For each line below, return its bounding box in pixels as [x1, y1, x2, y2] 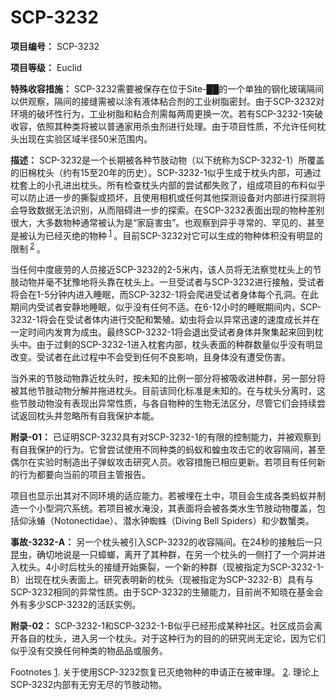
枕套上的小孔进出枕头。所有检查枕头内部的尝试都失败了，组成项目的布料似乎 [10, 179, 326, 191]
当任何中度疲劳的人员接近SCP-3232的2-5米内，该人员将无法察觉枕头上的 [10, 264, 313, 276]
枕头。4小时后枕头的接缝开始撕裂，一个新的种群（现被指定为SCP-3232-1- [18, 561, 325, 573]
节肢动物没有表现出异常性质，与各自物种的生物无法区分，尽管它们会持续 [18, 397, 317, 410]
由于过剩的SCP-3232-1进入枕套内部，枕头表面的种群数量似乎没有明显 [36, 339, 324, 351]
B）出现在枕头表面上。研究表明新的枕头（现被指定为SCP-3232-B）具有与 [10, 574, 314, 586]
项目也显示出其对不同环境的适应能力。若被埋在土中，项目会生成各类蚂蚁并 [10, 490, 317, 502]
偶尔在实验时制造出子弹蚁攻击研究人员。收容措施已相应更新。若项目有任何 [10, 456, 317, 468]
